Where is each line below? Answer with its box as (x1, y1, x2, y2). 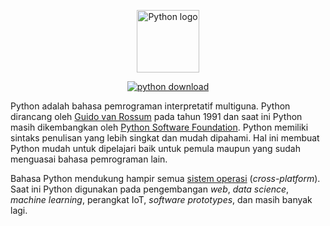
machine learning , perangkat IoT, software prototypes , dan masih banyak (10, 194, 313, 205)
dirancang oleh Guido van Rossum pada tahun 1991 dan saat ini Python (10, 111, 303, 122)
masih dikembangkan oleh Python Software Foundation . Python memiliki (10, 121, 309, 133)
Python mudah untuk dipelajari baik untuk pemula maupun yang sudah (10, 143, 302, 154)
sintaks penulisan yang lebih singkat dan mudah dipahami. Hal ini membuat (10, 132, 320, 144)
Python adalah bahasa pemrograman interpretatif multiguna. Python (10, 100, 291, 112)
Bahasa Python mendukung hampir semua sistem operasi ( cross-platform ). (10, 173, 321, 184)
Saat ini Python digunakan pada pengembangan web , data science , (10, 183, 290, 195)
